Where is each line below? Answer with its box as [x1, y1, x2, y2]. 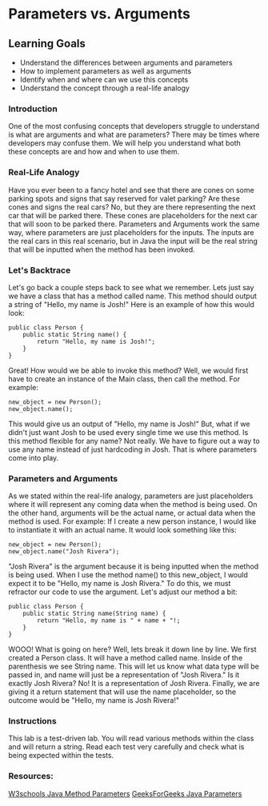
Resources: [8, 771, 54, 782]
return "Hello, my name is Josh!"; [37, 337, 156, 345]
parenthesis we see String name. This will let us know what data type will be [8, 661, 260, 672]
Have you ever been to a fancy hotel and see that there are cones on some [8, 185, 254, 194]
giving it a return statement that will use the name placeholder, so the [8, 687, 237, 696]
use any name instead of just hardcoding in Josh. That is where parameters [8, 445, 258, 454]
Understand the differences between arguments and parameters [19, 58, 234, 67]
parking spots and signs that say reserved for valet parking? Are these [8, 194, 240, 203]
